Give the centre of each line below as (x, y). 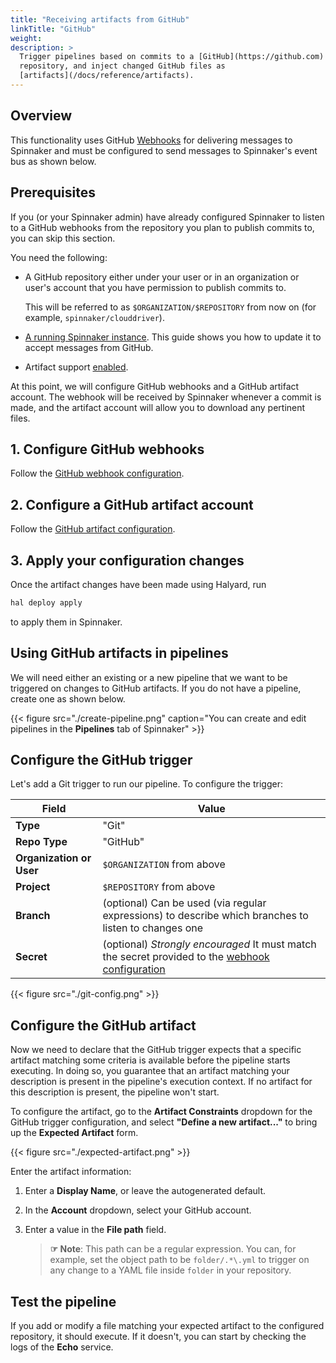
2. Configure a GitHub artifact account (132, 504)
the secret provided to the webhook (186, 957)
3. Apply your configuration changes (127, 560)
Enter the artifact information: (71, 1172)
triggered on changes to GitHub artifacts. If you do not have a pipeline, (156, 688)
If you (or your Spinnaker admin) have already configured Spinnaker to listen (167, 217)
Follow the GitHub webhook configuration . (97, 473)
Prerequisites (53, 192)
